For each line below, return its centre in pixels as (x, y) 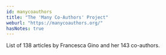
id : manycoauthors (29, 12)
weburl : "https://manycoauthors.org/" (55, 23)
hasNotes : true (25, 28)
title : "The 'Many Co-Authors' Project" (58, 17)
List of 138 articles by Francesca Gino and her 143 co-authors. (83, 45)
